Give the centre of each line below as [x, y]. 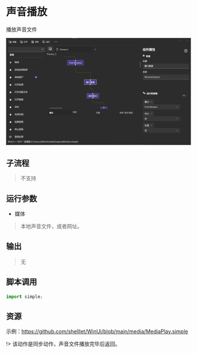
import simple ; [25, 297]
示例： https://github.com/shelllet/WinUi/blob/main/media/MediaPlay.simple [97, 331]
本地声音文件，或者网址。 [51, 226]
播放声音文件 [21, 29]
